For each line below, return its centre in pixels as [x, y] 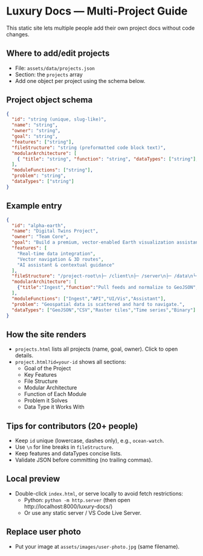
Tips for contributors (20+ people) [72, 426]
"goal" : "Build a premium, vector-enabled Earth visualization [93, 243]
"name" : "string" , [35, 125]
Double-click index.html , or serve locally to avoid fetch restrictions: [99, 493]
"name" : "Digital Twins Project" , [55, 231]
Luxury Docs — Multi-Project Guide [97, 11]
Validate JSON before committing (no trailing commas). [84, 460]
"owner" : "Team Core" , [40, 237]
